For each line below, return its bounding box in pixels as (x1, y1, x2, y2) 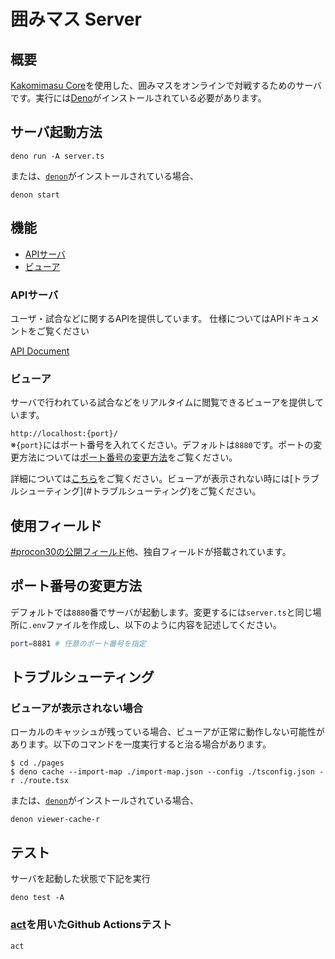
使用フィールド (10, 517, 103, 534)
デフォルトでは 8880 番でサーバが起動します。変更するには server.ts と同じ (10, 606, 313, 618)
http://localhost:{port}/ (10, 429, 118, 439)
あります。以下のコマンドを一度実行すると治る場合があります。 (10, 738, 272, 750)
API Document (10, 345, 70, 357)
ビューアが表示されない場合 (10, 701, 144, 715)
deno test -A (10, 893, 65, 903)
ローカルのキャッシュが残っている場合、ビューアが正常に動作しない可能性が (10, 726, 325, 738)
